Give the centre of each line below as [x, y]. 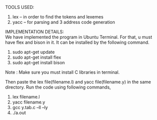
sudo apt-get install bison [39, 62]
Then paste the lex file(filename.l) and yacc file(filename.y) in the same [78, 82]
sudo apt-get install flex [37, 57]
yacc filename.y [29, 102]
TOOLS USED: [20, 7]
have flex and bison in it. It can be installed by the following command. [77, 42]
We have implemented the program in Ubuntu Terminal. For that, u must [79, 37]
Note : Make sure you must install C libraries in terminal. [63, 72]
